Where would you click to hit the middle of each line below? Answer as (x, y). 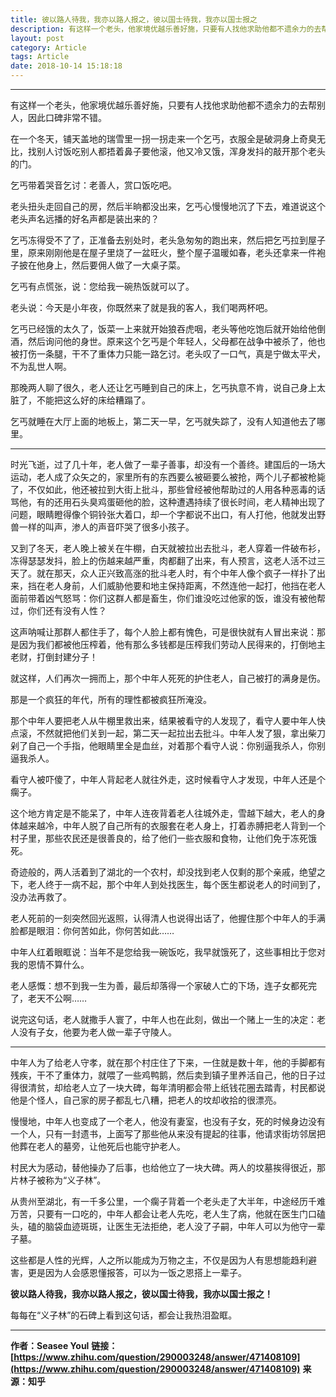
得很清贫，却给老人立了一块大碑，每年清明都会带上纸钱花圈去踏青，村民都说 (168, 1087)
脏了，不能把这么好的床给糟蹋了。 (80, 400)
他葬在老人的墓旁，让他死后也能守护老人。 (98, 1146)
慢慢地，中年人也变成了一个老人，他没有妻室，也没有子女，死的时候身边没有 (168, 1121)
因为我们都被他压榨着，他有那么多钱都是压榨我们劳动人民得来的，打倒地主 (172, 644)
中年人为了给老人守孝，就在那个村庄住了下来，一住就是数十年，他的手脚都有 (168, 1062)
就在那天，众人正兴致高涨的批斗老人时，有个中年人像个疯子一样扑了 (176, 573)
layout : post (37, 38)
